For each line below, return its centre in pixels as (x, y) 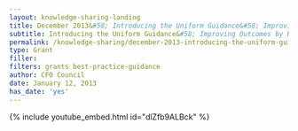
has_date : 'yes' (39, 91)
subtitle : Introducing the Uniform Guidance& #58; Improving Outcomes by (146, 34)
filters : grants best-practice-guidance (85, 67)
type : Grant (31, 50)
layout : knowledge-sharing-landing (75, 17)
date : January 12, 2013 (53, 83)
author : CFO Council (47, 75)
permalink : (29, 42)
